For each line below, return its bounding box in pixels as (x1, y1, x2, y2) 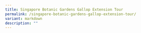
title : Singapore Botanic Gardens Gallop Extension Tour (5, 7, 123, 12)
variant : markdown (5, 16, 42, 21)
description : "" (5, 20, 38, 26)
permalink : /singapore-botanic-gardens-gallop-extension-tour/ (5, 12, 137, 16)
